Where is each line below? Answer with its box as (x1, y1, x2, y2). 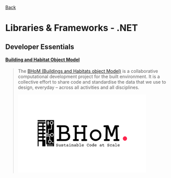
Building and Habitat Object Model (5, 57, 80, 63)
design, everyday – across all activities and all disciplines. (17, 84, 140, 90)
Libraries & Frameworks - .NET (5, 22, 138, 34)
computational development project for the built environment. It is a (17, 73, 160, 80)
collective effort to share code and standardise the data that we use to (17, 79, 166, 85)
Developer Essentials (5, 42, 74, 51)
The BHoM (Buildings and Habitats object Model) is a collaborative (17, 68, 159, 74)
